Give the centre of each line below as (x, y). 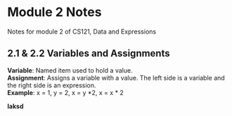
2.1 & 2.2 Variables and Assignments (89, 53)
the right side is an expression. (52, 85)
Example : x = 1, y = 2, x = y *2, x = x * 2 (66, 92)
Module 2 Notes (54, 12)
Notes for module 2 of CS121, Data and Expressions (82, 31)
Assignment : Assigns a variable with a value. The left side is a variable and (116, 78)
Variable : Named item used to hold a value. (70, 70)
